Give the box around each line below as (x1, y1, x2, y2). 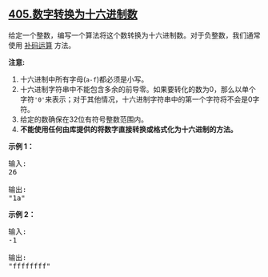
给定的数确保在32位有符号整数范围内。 (19, 114, 148, 124)
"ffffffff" (8, 261, 51, 271)
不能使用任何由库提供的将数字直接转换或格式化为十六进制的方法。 (19, 124, 238, 134)
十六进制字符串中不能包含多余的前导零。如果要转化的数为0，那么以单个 (19, 84, 256, 94)
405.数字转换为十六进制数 (8, 7, 138, 22)
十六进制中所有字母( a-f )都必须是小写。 (19, 74, 149, 84)
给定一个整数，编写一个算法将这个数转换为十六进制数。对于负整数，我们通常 (8, 30, 261, 40)
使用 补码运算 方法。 (8, 40, 76, 50)
